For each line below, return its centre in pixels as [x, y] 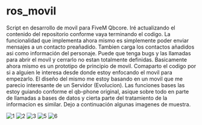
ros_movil [31, 11]
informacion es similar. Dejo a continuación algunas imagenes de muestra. [99, 104]
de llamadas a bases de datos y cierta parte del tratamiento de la [87, 98]
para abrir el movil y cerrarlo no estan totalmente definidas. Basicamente [97, 59]
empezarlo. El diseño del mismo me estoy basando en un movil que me [94, 79]
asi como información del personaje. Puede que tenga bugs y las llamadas [99, 53]
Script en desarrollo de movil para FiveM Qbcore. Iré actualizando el [91, 28]
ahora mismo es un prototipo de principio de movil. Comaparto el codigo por [101, 66]
